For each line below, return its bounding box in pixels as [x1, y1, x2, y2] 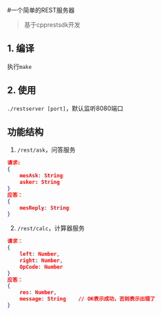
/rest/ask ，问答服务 [17, 145, 76, 154]
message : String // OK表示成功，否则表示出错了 [19, 296, 156, 303]
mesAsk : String [19, 172, 63, 179]
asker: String [19, 179, 60, 186]
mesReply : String [19, 204, 70, 212]
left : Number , [19, 251, 60, 258]
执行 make [7, 62, 32, 70]
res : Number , [19, 289, 57, 296]
